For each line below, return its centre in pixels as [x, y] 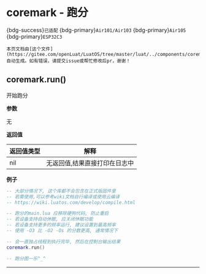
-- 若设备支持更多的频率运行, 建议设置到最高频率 [61, 225]
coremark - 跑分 [48, 13]
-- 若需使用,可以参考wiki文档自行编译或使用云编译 [63, 197]
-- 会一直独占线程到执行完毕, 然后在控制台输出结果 [63, 241]
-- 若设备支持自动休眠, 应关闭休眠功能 [50, 219]
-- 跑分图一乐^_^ [26, 259]
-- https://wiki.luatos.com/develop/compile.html [71, 202]
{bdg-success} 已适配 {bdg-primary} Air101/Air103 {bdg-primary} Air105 [96, 30]
